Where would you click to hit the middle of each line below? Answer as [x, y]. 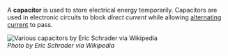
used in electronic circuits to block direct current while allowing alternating [114, 17]
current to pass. [30, 25]
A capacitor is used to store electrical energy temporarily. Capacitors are [112, 10]
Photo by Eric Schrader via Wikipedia [61, 45]
